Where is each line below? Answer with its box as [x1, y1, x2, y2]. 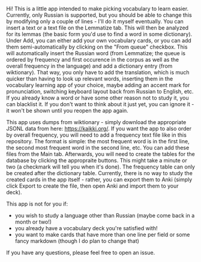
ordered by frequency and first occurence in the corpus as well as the [6, 56, 179, 63]
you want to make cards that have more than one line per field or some [14, 231, 190, 238]
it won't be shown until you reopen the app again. [6, 107, 129, 114]
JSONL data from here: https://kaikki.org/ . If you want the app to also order [6, 125, 192, 132]
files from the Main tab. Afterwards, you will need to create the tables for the [6, 150, 195, 158]
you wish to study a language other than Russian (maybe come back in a [14, 212, 195, 219]
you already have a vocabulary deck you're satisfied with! [14, 225, 158, 231]
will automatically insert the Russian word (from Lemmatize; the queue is [6, 50, 186, 56]
